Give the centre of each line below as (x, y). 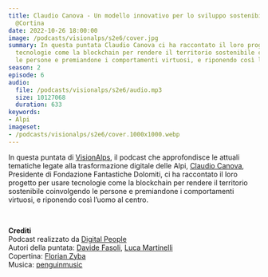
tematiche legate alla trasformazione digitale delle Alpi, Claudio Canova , (126, 165)
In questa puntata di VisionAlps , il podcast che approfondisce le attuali (124, 157)
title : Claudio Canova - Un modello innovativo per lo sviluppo (117, 16)
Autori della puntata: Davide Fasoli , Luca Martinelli (91, 247)
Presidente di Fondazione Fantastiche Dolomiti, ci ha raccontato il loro (123, 174)
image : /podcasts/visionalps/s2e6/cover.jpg (83, 38)
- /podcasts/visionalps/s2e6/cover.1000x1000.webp (94, 134)
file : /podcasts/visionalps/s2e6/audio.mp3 (89, 90)
